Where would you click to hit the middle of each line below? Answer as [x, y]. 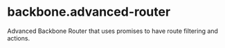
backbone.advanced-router [89, 12]
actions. [18, 38]
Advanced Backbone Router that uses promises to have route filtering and [112, 31]
